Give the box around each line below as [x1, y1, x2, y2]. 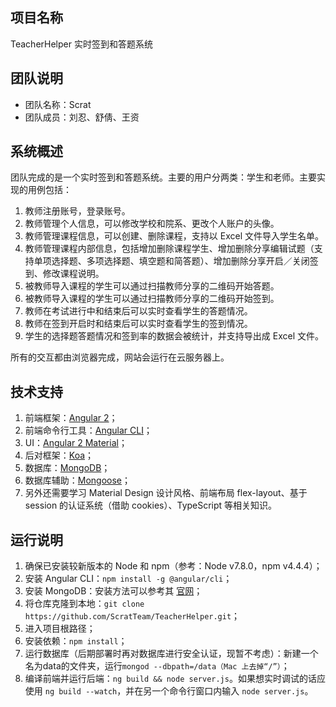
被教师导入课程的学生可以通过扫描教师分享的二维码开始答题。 [24, 280, 280, 292]
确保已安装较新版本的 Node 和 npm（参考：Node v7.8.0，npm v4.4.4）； [24, 560, 323, 572]
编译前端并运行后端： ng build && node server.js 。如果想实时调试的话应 [24, 673, 326, 685]
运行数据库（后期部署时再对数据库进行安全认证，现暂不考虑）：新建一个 [24, 648, 319, 660]
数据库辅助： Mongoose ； [24, 474, 132, 487]
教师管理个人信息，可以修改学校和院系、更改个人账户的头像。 [24, 218, 280, 230]
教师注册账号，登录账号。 [24, 205, 131, 217]
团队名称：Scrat [24, 98, 92, 110]
